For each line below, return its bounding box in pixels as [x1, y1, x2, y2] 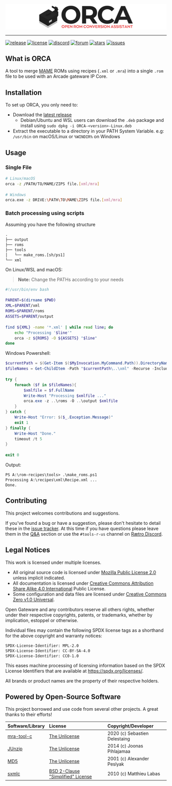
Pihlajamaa [107, 748, 131, 754]
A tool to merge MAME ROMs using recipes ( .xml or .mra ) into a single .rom [5, 68, 164, 74]
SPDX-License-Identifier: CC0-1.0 [5, 653, 79, 658]
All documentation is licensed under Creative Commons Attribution [12, 580, 154, 586]
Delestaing [107, 736, 131, 742]
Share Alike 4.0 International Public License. [12, 585, 106, 591]
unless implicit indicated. [12, 575, 66, 581]
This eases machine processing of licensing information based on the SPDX [5, 662, 165, 668]
